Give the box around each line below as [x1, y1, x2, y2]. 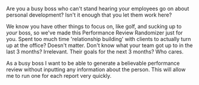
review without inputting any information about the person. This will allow [6, 66, 186, 73]
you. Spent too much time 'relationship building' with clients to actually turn [6, 36, 191, 42]
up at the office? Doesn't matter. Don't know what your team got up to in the [6, 42, 193, 49]
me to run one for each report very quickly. [6, 73, 112, 79]
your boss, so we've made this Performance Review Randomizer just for [6, 29, 183, 36]
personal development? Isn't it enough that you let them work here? [6, 11, 172, 18]
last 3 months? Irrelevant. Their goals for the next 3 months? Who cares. [6, 48, 184, 55]
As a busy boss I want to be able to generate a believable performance [6, 59, 180, 67]
